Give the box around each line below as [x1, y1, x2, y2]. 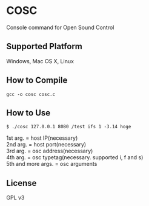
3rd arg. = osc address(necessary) [6, 147, 93, 155]
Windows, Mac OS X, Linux [6, 57, 74, 64]
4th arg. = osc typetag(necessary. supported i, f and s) [6, 154, 144, 161]
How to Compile [6, 75, 68, 86]
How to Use [6, 108, 51, 118]
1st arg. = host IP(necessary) [6, 134, 78, 142]
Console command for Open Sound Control [6, 24, 114, 31]
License [6, 177, 37, 188]
